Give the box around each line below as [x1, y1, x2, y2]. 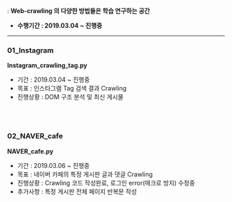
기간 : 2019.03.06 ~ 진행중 [17, 161, 90, 169]
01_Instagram [7, 45, 54, 55]
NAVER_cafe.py [7, 147, 54, 155]
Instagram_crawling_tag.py [7, 62, 88, 70]
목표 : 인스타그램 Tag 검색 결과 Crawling [17, 84, 127, 93]
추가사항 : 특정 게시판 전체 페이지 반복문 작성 [17, 187, 137, 196]
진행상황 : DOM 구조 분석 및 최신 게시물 [17, 93, 124, 101]
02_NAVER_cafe [7, 131, 64, 141]
